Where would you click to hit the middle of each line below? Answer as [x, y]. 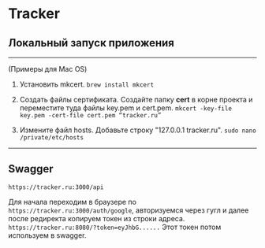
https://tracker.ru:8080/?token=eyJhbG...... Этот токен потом [115, 227]
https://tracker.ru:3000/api [56, 187]
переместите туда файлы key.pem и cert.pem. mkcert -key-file [126, 108]
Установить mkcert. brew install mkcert [87, 84]
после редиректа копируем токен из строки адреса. [97, 218]
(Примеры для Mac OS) [48, 69]
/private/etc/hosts [52, 138]
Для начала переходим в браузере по [72, 202]
